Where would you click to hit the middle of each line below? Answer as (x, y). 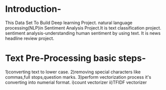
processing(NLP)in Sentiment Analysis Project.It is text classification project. (83, 28)
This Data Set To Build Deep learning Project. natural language (69, 23)
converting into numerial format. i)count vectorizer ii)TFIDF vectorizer (76, 82)
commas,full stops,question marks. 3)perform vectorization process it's (78, 77)
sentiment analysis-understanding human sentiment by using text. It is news (83, 33)
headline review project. (30, 38)
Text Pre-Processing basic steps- (76, 58)
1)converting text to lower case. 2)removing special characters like (73, 72)
